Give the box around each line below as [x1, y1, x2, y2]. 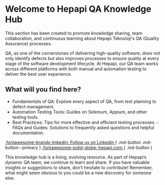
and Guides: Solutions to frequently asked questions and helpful [24, 124, 154, 130]
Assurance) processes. [5, 40, 52, 46]
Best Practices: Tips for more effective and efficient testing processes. [12, 119, 156, 125]
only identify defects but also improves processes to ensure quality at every [5, 55, 159, 61]
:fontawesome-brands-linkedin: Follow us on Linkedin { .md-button [5, 139, 141, 145]
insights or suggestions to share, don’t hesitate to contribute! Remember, [5, 164, 153, 170]
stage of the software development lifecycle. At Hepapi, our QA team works [5, 61, 159, 66]
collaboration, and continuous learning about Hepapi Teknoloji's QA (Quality [5, 35, 159, 41]
